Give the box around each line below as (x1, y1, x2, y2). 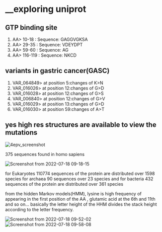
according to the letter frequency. (5, 206, 74, 212)
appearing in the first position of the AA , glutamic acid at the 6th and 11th (5, 196, 156, 202)
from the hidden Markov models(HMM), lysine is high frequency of (5, 190, 142, 197)
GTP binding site (5, 23, 58, 32)
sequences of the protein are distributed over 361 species (5, 181, 123, 187)
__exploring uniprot (5, 3, 86, 15)
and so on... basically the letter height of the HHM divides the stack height (5, 201, 158, 207)
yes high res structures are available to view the (5, 121, 157, 129)
